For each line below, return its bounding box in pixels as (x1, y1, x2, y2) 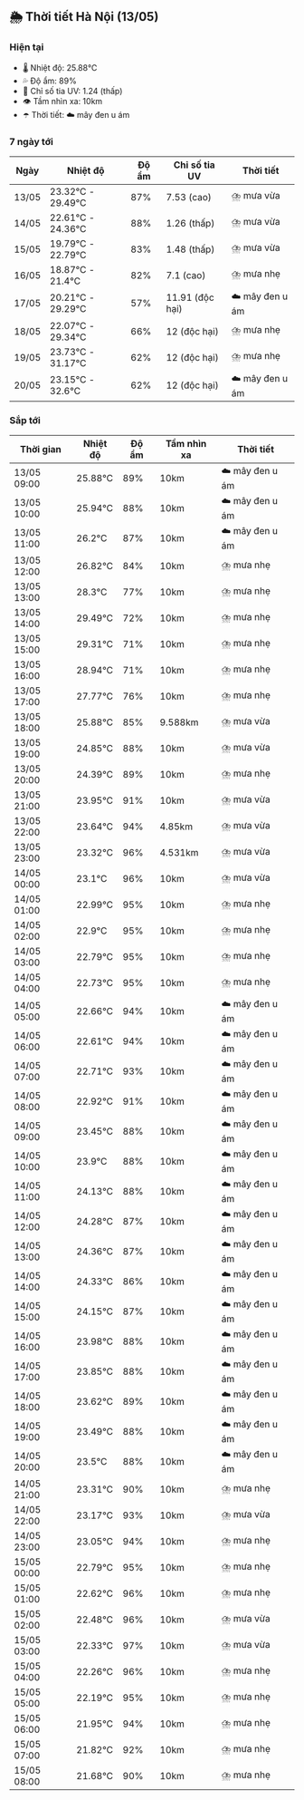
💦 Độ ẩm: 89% (22, 75, 77, 86)
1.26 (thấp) (166, 217, 215, 229)
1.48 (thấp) (166, 243, 215, 256)
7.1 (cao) (166, 268, 206, 281)
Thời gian (19, 443, 62, 456)
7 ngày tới (9, 135, 54, 148)
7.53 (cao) (166, 190, 213, 203)
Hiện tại (9, 41, 44, 53)
